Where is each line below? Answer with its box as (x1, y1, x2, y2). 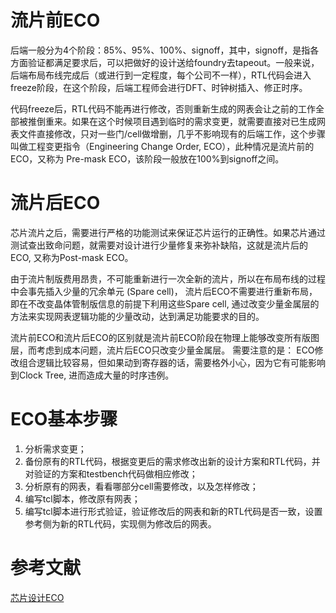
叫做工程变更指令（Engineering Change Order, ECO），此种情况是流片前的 (10, 140, 315, 152)
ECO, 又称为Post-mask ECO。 (10, 251, 134, 263)
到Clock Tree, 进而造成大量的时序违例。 (10, 369, 175, 381)
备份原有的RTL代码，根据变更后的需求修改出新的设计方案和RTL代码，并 (24, 455, 321, 467)
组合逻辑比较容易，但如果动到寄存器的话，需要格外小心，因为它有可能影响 (18, 356, 326, 368)
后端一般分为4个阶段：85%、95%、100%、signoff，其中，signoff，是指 (10, 44, 311, 56)
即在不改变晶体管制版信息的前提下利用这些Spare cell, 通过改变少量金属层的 (10, 297, 320, 310)
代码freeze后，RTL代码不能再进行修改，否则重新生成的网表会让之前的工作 (10, 102, 316, 115)
